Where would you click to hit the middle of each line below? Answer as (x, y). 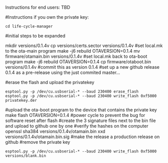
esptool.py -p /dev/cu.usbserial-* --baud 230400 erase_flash (72, 92)
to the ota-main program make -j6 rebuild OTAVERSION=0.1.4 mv (73, 51)
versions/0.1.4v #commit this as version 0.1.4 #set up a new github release (82, 67)
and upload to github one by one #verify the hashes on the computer (77, 126)
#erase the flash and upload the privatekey (50, 82)
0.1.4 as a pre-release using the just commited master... (63, 72)
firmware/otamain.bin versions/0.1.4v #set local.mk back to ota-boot (76, 56)
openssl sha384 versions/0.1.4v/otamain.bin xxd (55, 131)
